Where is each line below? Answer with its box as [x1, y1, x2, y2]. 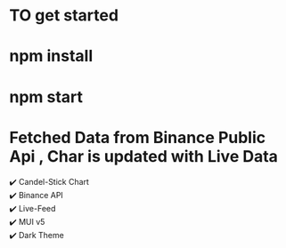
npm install [9, 46, 94, 67]
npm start [9, 86, 83, 107]
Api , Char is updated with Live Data [9, 146, 279, 166]
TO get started [9, 5, 118, 26]
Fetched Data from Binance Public [9, 127, 266, 148]
